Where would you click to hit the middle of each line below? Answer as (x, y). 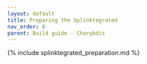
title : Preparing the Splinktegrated (63, 20)
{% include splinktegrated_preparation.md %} (74, 53)
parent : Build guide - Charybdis (56, 33)
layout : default (31, 14)
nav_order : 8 (26, 26)
